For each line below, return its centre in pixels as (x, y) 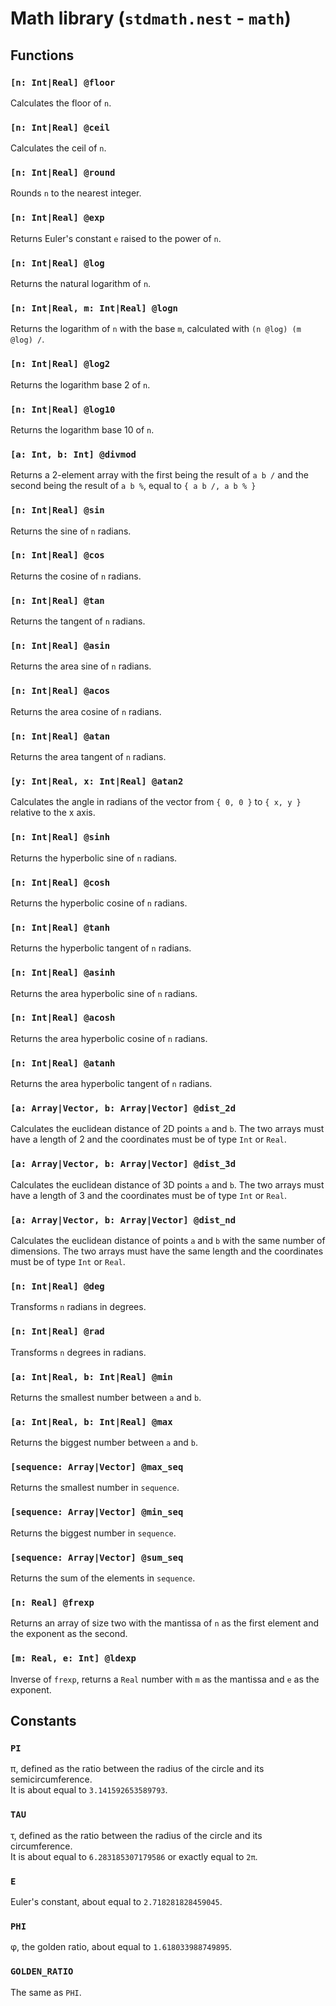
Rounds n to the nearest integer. (76, 193)
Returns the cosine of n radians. (76, 576)
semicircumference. (51, 1779)
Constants (43, 1721)
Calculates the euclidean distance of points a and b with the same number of (168, 1240)
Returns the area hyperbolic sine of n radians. (104, 993)
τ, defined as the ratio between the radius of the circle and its (136, 1835)
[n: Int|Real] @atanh (63, 1063)
